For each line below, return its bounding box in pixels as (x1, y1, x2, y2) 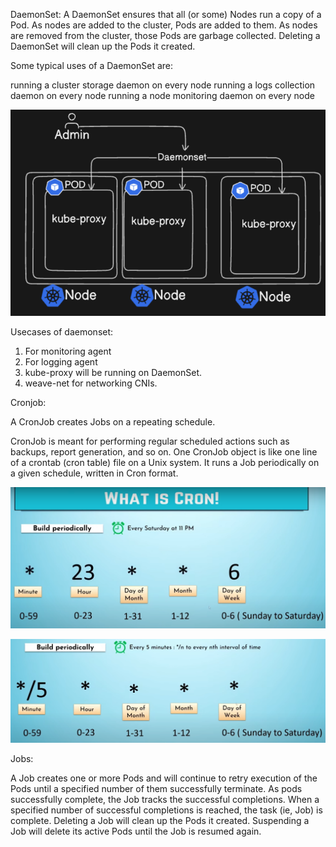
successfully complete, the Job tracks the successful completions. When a (10, 794, 320, 806)
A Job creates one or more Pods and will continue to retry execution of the (10, 772, 318, 784)
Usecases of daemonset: (10, 326, 114, 338)
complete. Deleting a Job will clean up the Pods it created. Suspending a (10, 815, 310, 827)
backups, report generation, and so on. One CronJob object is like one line (10, 446, 318, 458)
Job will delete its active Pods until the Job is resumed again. (10, 825, 262, 838)
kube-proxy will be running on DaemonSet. (24, 367, 203, 379)
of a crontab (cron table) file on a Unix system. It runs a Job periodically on (10, 457, 320, 469)
